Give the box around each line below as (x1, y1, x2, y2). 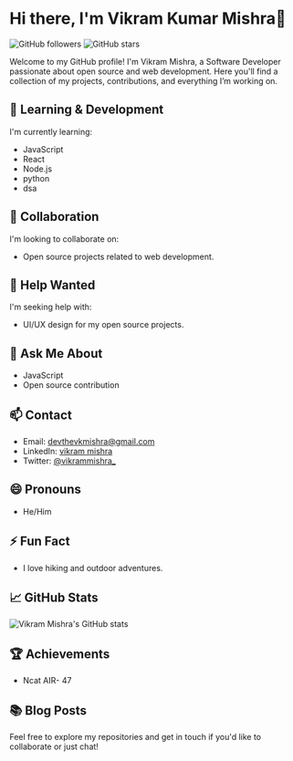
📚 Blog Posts (9, 703, 88, 718)
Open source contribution (22, 380, 120, 391)
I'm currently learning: (9, 126, 93, 137)
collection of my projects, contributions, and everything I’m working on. (9, 75, 278, 86)
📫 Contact (9, 407, 73, 422)
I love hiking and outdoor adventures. (22, 562, 163, 573)
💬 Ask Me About (9, 346, 103, 361)
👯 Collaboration (9, 209, 99, 224)
